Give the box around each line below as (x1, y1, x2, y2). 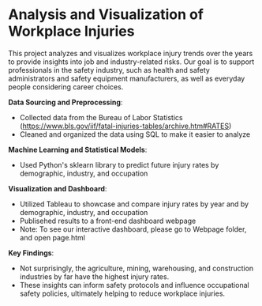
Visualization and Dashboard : (8, 183, 107, 193)
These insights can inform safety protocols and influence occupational (19, 280, 250, 289)
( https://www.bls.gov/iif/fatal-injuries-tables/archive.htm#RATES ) (19, 121, 232, 130)
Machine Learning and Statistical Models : (8, 145, 148, 154)
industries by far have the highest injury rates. (19, 271, 170, 281)
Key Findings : (8, 247, 54, 258)
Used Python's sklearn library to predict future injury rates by (19, 160, 219, 169)
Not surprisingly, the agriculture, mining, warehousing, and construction (19, 263, 254, 273)
